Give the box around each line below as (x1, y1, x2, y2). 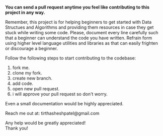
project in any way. (5, 9, 46, 15)
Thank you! (5, 125, 28, 131)
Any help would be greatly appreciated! (5, 120, 86, 126)
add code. (12, 80, 33, 86)
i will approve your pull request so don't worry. (12, 91, 108, 97)
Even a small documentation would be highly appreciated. (5, 101, 124, 106)
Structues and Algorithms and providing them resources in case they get (5, 24, 154, 30)
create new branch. (12, 75, 53, 81)
